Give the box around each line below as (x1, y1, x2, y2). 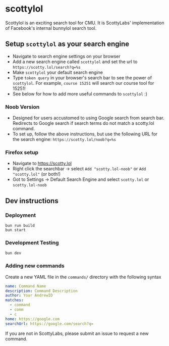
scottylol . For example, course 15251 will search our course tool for (12, 80, 154, 86)
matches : (5, 298, 24, 303)
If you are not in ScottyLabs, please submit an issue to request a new (5, 330, 149, 336)
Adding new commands (5, 262, 65, 269)
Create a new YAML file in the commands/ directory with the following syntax (5, 274, 161, 280)
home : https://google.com (5, 316, 60, 321)
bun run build (5, 223, 35, 228)
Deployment (5, 212, 36, 219)
